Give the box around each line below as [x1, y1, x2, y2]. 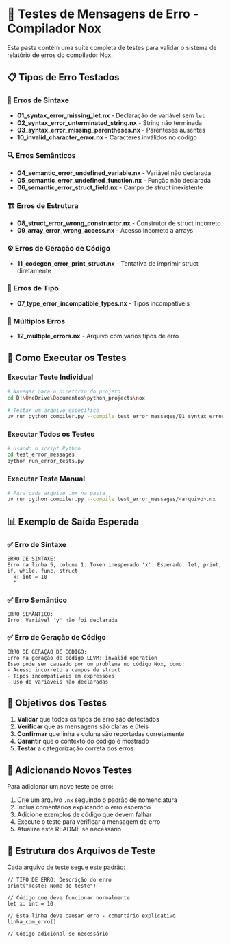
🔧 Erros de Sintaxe [7, 95, 70, 105]
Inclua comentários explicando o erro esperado [16, 803, 151, 811]
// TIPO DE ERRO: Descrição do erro [7, 876, 112, 883]
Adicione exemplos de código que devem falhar [16, 810, 152, 819]
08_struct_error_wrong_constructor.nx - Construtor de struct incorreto [16, 219, 221, 227]
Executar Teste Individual [7, 372, 94, 382]
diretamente [16, 266, 51, 275]
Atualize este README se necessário [16, 825, 122, 833]
